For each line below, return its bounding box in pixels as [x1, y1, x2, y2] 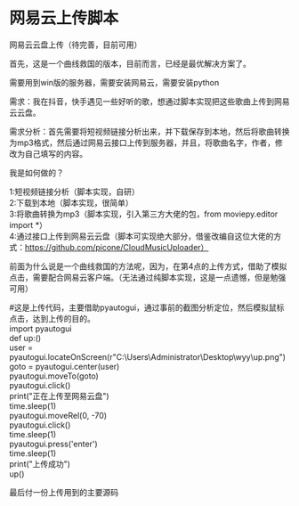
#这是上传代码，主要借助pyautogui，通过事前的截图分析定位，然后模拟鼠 [9, 302, 278, 313]
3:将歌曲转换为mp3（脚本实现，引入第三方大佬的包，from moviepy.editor [9, 208, 279, 219]
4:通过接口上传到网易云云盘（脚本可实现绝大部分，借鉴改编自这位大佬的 [9, 231, 274, 241]
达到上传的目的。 [32, 313, 95, 323]
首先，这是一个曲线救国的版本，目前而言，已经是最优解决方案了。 [9, 58, 251, 69]
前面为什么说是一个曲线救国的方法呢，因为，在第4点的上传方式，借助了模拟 [9, 260, 287, 272]
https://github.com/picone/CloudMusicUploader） [25, 241, 209, 252]
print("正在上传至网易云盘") [9, 390, 109, 401]
